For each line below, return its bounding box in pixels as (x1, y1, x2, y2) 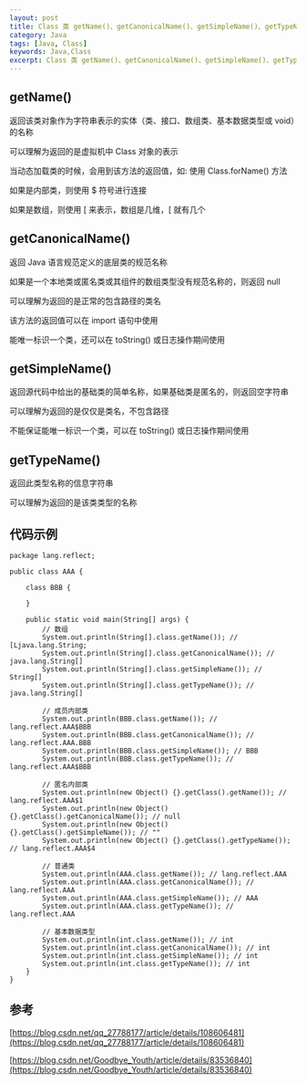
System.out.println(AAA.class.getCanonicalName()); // (42, 878, 255, 887)
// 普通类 (42, 862, 76, 871)
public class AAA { (9, 567, 84, 576)
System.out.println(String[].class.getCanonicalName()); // (42, 649, 275, 658)
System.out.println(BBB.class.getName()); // (42, 714, 219, 724)
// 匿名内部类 (42, 780, 89, 790)
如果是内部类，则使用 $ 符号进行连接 (9, 184, 148, 195)
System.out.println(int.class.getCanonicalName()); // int (42, 943, 271, 952)
